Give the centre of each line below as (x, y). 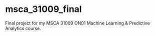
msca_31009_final (43, 9)
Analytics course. (23, 28)
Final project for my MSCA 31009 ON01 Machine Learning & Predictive (77, 23)
